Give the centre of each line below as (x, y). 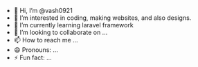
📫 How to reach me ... (46, 40)
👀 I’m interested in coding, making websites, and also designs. (102, 18)
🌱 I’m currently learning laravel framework (73, 25)
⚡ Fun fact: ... (33, 57)
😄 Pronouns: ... (36, 50)
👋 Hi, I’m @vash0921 (43, 11)
